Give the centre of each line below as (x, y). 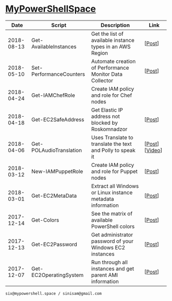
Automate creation (113, 61)
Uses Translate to (112, 137)
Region (100, 53)
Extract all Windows (115, 186)
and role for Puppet (115, 171)
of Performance (110, 68)
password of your (113, 241)
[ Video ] (153, 150)
